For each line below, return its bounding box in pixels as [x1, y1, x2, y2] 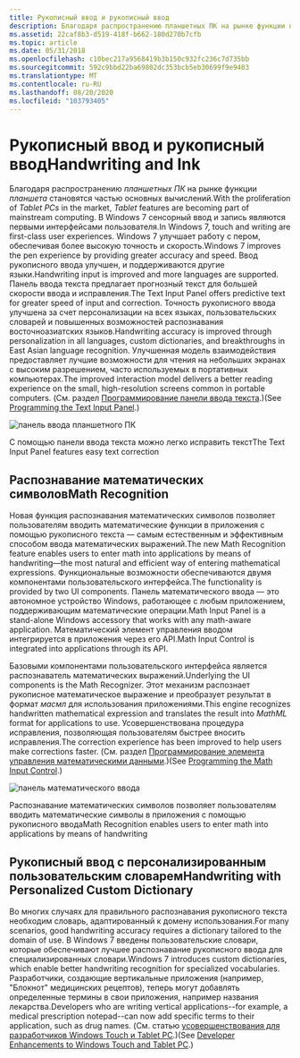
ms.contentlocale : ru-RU [9, 80, 102, 89]
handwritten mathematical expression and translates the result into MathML [9, 708, 287, 719]
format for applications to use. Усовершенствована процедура [9, 718, 244, 729]
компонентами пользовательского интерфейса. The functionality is [9, 576, 262, 587]
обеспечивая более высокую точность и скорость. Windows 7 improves [9, 241, 281, 252]
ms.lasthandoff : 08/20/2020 [9, 88, 114, 97]
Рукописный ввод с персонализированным [9, 854, 266, 869]
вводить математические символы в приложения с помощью [9, 809, 246, 820]
